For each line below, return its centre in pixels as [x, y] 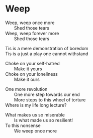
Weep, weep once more [30, 23]
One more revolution [26, 89]
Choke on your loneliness [31, 74]
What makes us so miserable [35, 115]
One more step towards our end [47, 94]
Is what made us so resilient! [44, 120]
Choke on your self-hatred [33, 63]
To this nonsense [23, 125]
